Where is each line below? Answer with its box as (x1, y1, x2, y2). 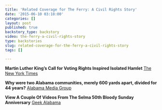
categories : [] (5, 16, 36, 21)
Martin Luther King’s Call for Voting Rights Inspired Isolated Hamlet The (5, 65, 151, 71)
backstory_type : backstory (5, 30, 59, 34)
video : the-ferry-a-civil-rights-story (5, 34, 86, 39)
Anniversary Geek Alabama (5, 99, 61, 105)
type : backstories (5, 39, 42, 44)
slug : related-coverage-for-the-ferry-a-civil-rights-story (5, 43, 129, 48)
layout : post (5, 20, 31, 26)
